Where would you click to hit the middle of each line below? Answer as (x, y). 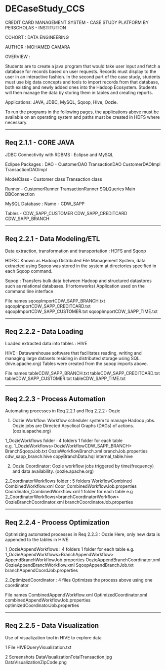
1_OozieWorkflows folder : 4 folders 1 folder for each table (64, 441)
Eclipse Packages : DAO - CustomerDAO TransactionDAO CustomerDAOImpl (83, 164)
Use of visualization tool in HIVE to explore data (54, 637)
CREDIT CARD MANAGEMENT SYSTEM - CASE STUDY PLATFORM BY (77, 22)
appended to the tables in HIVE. (38, 540)
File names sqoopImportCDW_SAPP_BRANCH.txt (55, 300)
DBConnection (20, 194)
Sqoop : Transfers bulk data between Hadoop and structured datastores (79, 281)
